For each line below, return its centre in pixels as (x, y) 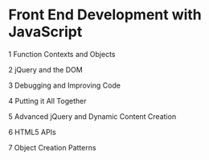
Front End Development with (105, 15)
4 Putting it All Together (47, 101)
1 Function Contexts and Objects (62, 54)
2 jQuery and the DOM (45, 69)
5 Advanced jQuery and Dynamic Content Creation (92, 116)
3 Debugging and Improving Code (64, 85)
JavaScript (45, 32)
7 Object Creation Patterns (52, 147)
